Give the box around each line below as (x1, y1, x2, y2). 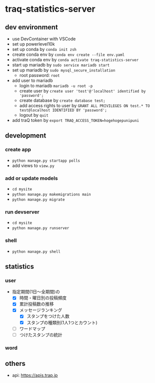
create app (5, 146, 31, 153)
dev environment (5, 23, 58, 31)
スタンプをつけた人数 (26, 313, 70, 319)
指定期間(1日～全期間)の (12, 289, 60, 295)
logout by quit (19, 112, 49, 118)
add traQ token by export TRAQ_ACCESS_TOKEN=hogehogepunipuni (12, 118, 139, 123)
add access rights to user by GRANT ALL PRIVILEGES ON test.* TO (19, 103, 150, 108)
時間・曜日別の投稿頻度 (19, 295, 67, 301)
